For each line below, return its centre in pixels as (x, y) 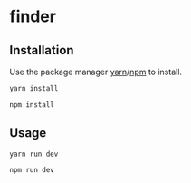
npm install (32, 105)
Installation (42, 50)
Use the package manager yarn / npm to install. (96, 72)
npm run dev (32, 170)
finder (33, 17)
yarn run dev (34, 154)
